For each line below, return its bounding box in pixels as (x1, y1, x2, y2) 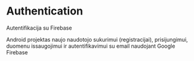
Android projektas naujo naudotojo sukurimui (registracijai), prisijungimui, (6, 36, 188, 43)
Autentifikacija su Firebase (6, 24, 72, 31)
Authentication (6, 4, 83, 18)
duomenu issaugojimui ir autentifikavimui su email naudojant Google (6, 42, 176, 50)
